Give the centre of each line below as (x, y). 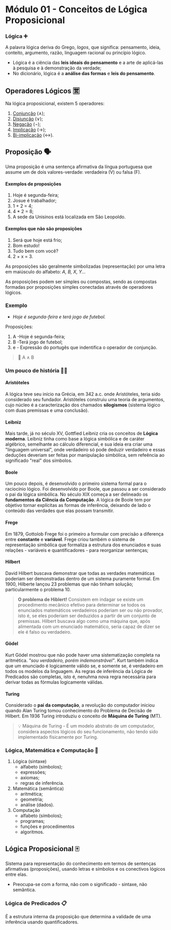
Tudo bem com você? (35, 251)
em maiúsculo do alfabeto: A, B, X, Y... (45, 271)
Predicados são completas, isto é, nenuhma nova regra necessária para (81, 677)
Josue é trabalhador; (35, 201)
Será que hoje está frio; (37, 240)
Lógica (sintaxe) (30, 761)
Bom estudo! (26, 245)
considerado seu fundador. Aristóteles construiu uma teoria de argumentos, (85, 399)
